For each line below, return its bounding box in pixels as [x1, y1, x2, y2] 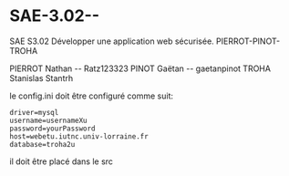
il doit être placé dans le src [9, 156, 114, 167]
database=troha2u [9, 140, 76, 149]
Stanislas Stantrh [9, 72, 74, 83]
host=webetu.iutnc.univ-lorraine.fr [9, 131, 149, 141]
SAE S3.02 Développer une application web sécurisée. [9, 36, 214, 47]
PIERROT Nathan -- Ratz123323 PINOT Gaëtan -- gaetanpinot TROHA [9, 63, 272, 74]
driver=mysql [9, 108, 59, 117]
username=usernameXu [9, 116, 88, 125]
